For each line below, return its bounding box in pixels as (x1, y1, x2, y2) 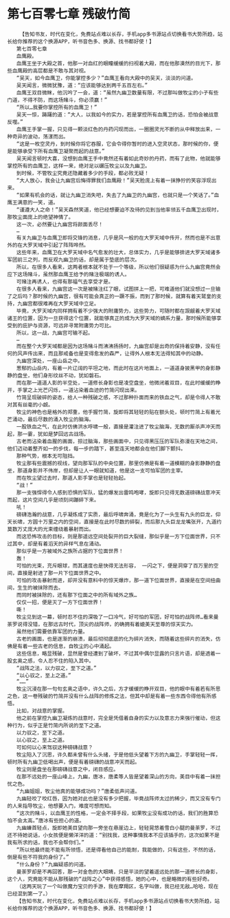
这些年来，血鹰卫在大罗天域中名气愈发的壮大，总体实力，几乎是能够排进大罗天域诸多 (16, 249, 221, 255)
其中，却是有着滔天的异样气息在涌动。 (12, 540, 104, 547)
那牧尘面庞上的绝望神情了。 (7, 213, 74, 220)
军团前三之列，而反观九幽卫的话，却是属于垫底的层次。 (7, 256, 141, 263)
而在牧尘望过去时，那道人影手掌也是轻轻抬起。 (16, 474, 129, 481)
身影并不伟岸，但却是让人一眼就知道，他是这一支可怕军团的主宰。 (27, 467, 187, 474)
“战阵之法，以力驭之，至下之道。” (16, 665, 97, 671)
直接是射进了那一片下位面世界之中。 (16, 570, 104, 576)
